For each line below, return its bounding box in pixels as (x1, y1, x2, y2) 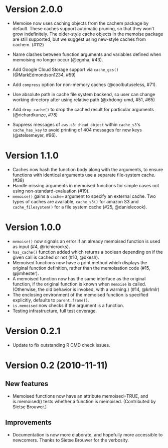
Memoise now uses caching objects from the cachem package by (12, 20, 149, 26)
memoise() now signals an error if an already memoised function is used (12, 238, 160, 244)
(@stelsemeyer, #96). (12, 132, 58, 138)
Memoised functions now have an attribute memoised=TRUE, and (12, 393, 148, 399)
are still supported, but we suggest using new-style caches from (12, 36, 146, 42)
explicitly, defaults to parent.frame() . (12, 297, 89, 303)
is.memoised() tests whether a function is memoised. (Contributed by (12, 398, 156, 404)
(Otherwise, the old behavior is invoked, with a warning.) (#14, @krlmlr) (12, 286, 159, 292)
